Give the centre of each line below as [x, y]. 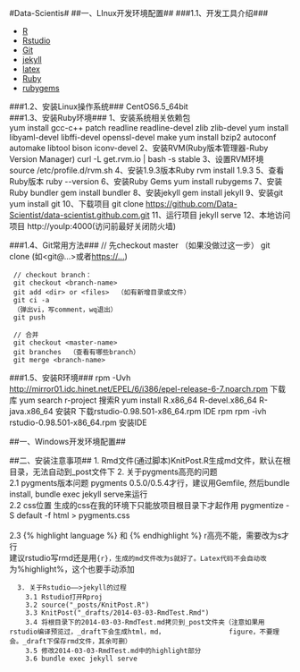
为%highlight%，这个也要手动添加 [72, 569]
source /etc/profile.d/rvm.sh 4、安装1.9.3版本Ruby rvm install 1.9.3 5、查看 [146, 170]
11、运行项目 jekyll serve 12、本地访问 [221, 215]
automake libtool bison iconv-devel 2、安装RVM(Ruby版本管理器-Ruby [139, 148]
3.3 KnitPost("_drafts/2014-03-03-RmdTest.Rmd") [117, 613]
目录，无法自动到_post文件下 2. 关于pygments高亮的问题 [113, 472]
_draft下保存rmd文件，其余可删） [77, 642]
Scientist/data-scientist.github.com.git [79, 215]
